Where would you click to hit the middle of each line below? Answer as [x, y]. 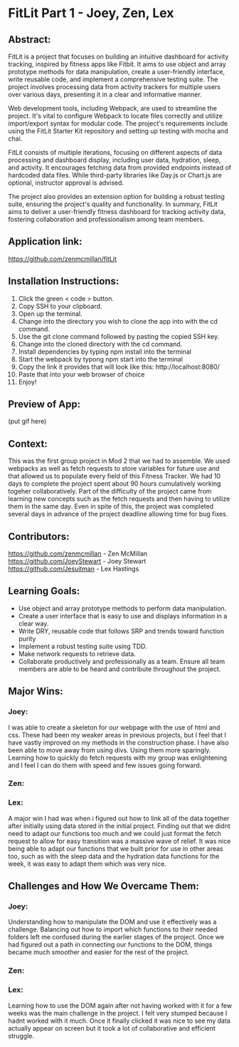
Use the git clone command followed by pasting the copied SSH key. [119, 336]
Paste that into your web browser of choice [81, 374]
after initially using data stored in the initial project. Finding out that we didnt [119, 826]
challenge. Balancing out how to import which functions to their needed [113, 929]
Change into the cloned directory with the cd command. [100, 344]
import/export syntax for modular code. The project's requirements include [118, 123]
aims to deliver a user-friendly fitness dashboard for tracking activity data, [117, 211]
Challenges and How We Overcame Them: [104, 886]
